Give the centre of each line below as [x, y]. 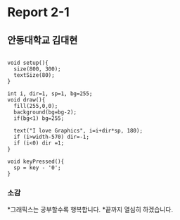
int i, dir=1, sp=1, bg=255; [50, 94]
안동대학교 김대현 [43, 40]
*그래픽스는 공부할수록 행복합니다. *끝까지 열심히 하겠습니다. [90, 209]
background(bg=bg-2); [45, 112]
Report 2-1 [39, 12]
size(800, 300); [37, 69]
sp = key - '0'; [37, 168]
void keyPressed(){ [36, 161]
